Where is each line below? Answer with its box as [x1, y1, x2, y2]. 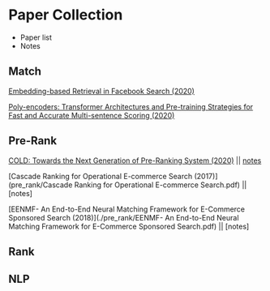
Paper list [19, 32, 53, 42]
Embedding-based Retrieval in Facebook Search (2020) [8, 86, 195, 96]
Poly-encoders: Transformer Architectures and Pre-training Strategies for [8, 101, 254, 111]
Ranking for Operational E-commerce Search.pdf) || [74, 180, 247, 190]
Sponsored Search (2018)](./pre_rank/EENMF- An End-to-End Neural [8, 212, 239, 222]
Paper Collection [8, 6, 123, 24]
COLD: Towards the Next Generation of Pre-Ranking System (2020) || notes [8, 156, 262, 165]
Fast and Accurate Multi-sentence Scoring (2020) [8, 110, 175, 120]
